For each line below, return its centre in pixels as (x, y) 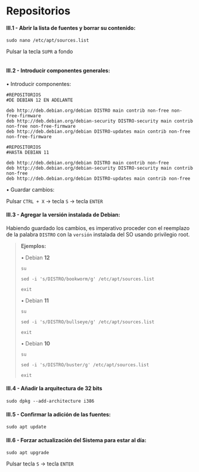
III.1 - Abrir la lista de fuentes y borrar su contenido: (71, 27)
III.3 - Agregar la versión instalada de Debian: (63, 215)
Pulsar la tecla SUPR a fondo (40, 51)
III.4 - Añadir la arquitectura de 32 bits (54, 388)
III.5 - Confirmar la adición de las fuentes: (59, 414)
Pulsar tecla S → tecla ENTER (40, 464)
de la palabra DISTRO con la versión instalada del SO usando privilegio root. (98, 234)
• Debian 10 (35, 343)
